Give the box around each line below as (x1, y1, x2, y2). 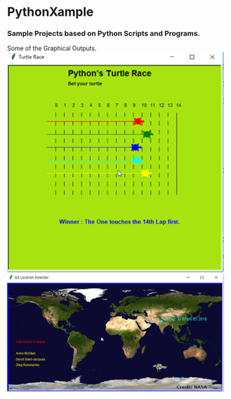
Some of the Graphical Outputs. (7, 44, 97, 52)
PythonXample (7, 4, 94, 20)
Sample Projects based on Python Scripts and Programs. (7, 29, 201, 39)
